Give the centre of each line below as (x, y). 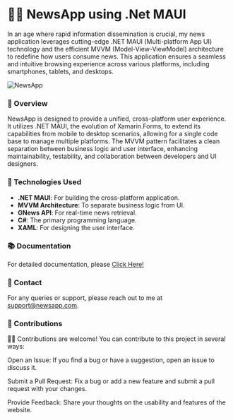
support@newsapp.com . (43, 306)
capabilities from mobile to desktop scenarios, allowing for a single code (113, 134)
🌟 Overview (28, 103)
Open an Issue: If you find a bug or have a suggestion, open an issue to (111, 360)
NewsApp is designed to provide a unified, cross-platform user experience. (117, 119)
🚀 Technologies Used (44, 182)
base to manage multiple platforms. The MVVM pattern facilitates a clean (114, 141)
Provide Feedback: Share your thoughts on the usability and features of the (116, 402)
